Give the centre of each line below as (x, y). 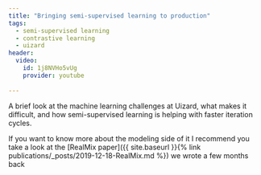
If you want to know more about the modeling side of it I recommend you (129, 138)
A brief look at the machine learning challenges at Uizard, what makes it (128, 106)
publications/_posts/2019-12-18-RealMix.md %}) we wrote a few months (128, 155)
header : (21, 53)
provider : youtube (54, 75)
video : (27, 61)
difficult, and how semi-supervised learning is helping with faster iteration (131, 114)
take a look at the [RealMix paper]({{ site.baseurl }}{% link (105, 147)
